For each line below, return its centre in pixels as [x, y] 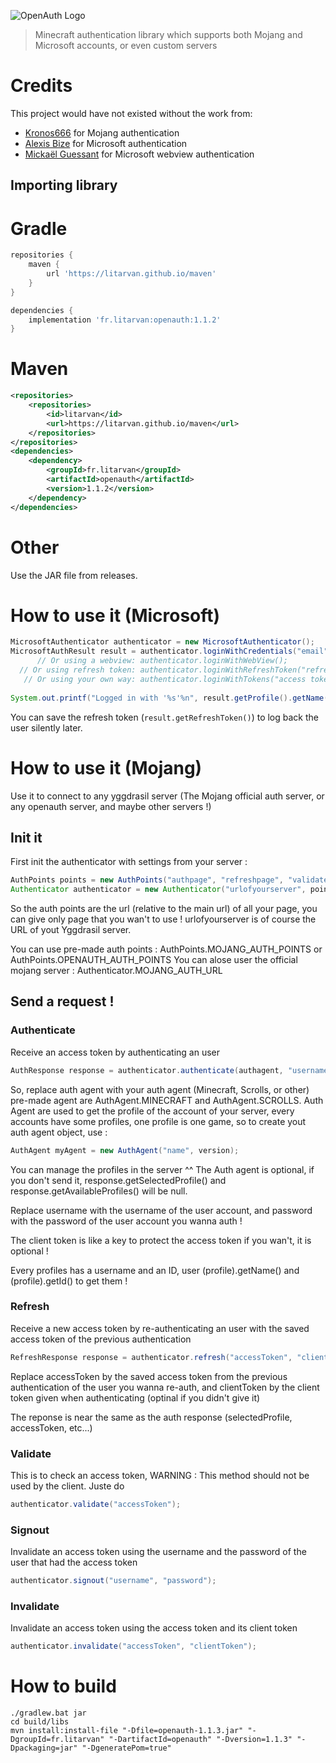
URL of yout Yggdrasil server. [71, 930]
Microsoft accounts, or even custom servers [126, 45]
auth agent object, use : [59, 1132]
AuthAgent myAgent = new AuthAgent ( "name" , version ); [125, 1150]
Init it [26, 837]
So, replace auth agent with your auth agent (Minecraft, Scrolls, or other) [160, 1089]
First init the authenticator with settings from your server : [129, 862]
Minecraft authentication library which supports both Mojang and [168, 34]
